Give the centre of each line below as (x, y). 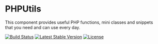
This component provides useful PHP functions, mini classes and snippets (79, 22)
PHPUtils (23, 9)
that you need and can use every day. (43, 27)
